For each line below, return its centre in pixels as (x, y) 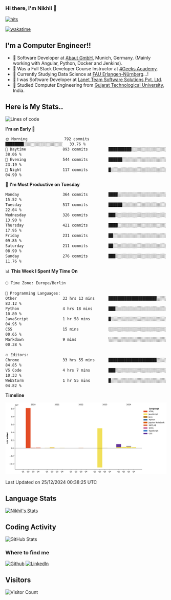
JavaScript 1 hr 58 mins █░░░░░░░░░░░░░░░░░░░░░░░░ (86, 319)
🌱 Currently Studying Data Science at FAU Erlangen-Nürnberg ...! (81, 74)
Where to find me (27, 552)
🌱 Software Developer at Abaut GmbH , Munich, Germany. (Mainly (82, 58)
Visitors (18, 580)
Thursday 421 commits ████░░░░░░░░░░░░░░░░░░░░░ (86, 225)
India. (18, 91)
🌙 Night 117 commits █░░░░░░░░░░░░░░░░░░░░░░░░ (86, 170)
